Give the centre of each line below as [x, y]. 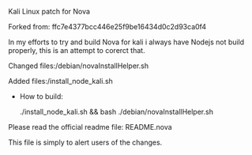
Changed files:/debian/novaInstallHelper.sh [78, 66]
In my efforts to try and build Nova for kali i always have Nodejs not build [126, 42]
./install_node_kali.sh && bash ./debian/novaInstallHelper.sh [116, 112]
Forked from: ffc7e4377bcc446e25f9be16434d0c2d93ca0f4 [107, 26]
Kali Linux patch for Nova [49, 11]
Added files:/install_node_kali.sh [60, 81]
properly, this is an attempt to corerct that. [77, 50]
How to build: [41, 96]
